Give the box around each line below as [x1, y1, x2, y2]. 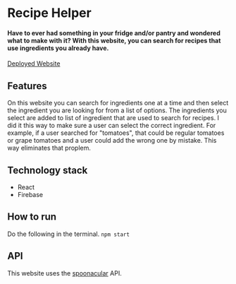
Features [7, 80, 47, 92]
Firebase [17, 191, 44, 199]
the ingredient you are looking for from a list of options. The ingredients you [7, 106, 228, 114]
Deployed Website [7, 59, 61, 68]
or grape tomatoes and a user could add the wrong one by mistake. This [7, 136, 217, 145]
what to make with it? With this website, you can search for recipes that [7, 36, 221, 45]
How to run [7, 211, 57, 223]
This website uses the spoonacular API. [7, 268, 122, 277]
